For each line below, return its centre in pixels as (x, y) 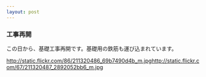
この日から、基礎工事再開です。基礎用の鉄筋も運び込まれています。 (92, 49)
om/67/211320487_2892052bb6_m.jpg (55, 67)
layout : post (23, 12)
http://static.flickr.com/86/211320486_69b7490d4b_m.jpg (79, 61)
